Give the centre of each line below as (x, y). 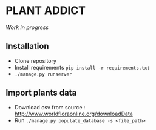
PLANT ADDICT (46, 11)
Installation (27, 46)
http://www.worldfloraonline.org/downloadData (73, 114)
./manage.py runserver (43, 74)
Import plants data (41, 93)
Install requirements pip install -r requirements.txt (82, 67)
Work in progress (27, 27)
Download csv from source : (50, 107)
